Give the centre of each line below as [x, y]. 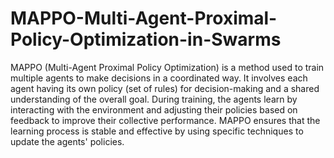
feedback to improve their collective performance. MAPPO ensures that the [165, 120]
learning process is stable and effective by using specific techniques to [157, 131]
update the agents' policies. [67, 141]
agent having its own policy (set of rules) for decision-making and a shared [165, 88]
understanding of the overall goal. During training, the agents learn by [154, 99]
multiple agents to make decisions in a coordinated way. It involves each [159, 78]
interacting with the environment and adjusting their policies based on [154, 109]
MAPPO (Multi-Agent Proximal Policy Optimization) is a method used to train [167, 67]
